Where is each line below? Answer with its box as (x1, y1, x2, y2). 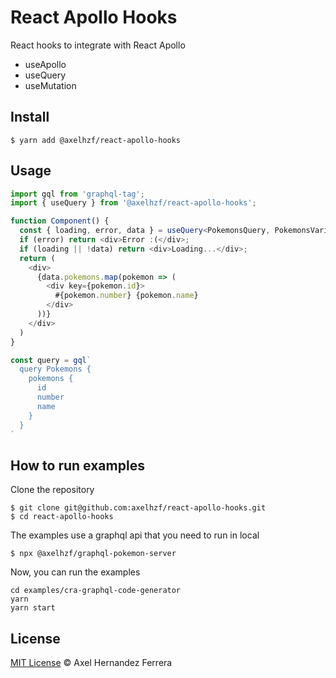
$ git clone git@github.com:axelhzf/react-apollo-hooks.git (10, 503, 267, 513)
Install (10, 109, 50, 126)
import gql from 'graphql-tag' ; (10, 189, 145, 199)
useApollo (24, 58, 67, 70)
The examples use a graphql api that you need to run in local (10, 529, 260, 541)
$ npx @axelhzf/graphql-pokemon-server (10, 549, 177, 559)
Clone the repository (10, 484, 95, 496)
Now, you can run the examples (10, 566, 141, 578)
